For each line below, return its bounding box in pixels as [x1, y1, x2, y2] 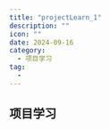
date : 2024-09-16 [9, 37, 74, 47]
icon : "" [9, 29, 42, 38]
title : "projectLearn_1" [9, 12, 102, 22]
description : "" [9, 21, 70, 30]
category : [9, 46, 47, 55]
